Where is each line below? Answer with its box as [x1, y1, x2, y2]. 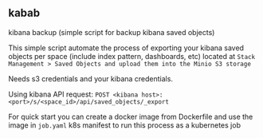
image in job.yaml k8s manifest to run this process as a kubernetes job [8, 120, 241, 130]
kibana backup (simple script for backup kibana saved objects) [8, 27, 215, 37]
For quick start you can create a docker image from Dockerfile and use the [8, 112, 253, 121]
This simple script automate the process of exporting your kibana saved [8, 43, 245, 53]
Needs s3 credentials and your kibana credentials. [8, 73, 174, 83]
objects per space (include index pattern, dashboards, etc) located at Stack [8, 51, 256, 61]
